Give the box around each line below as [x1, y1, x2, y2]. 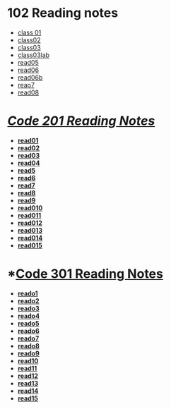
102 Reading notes [7, 5, 119, 21]
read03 [17, 151, 40, 159]
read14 [17, 386, 39, 395]
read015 [17, 241, 42, 250]
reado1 [17, 289, 38, 298]
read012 [17, 219, 42, 227]
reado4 [17, 312, 40, 320]
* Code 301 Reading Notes [7, 266, 164, 282]
